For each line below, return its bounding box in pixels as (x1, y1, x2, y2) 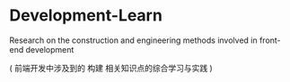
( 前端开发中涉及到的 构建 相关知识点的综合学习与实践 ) (9, 62, 213, 73)
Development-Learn (9, 5, 163, 26)
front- (259, 35, 281, 45)
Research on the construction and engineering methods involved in (9, 35, 258, 45)
